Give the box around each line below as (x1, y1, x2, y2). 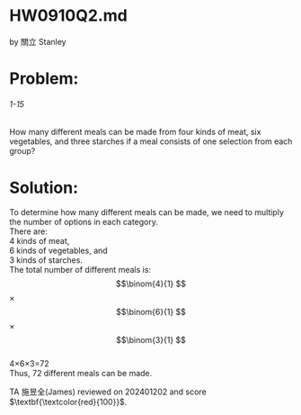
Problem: (9, 68, 79, 89)
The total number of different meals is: (9, 265, 151, 275)
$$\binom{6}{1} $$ (115, 307, 187, 318)
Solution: (9, 177, 79, 198)
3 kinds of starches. (9, 255, 84, 266)
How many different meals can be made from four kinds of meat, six (9, 127, 261, 138)
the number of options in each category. (9, 217, 159, 228)
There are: (9, 226, 48, 237)
